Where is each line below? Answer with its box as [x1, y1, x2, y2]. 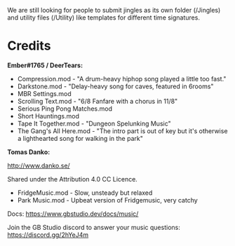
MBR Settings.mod [17, 89, 72, 97]
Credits [7, 38, 51, 54]
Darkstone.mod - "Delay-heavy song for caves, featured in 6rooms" [17, 82, 214, 90]
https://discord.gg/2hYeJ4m [7, 231, 89, 239]
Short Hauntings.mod [17, 111, 79, 120]
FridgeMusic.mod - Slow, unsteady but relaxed [17, 189, 153, 197]
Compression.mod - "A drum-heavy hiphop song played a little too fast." [17, 74, 227, 83]
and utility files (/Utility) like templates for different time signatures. [7, 13, 200, 22]
